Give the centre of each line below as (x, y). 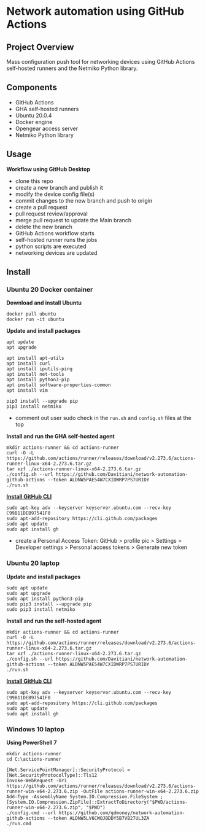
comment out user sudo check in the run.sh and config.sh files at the (103, 418)
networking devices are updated (56, 252)
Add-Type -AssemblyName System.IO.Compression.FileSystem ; (85, 796)
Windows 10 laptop (36, 729)
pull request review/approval (51, 214)
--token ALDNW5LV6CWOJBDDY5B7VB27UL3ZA (99, 818)
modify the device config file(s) (55, 194)
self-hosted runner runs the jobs (56, 239)
